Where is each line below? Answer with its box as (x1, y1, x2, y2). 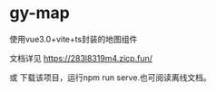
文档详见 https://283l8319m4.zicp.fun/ (9, 52, 152, 63)
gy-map (9, 3, 70, 23)
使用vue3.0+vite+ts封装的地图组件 (9, 33, 138, 44)
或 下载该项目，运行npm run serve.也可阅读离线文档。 (9, 71, 211, 83)
